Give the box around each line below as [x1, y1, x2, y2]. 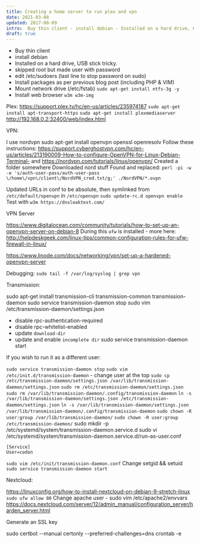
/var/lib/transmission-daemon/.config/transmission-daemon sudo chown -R [6, 409, 192, 415]
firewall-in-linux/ [6, 240, 47, 247]
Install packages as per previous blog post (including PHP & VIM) [14, 79, 174, 86]
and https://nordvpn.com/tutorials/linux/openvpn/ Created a [31, 158, 179, 165]
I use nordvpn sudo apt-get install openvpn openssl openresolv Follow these [6, 139, 194, 146]
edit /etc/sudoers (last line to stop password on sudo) [14, 73, 147, 80]
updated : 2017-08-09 [6, 20, 58, 26]
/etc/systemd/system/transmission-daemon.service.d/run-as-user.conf [6, 432, 182, 440]
